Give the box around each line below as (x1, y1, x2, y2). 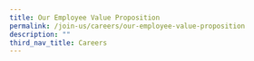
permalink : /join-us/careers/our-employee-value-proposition (9, 22, 246, 30)
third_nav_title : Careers (9, 38, 107, 48)
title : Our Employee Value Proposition (9, 13, 161, 22)
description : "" (9, 30, 71, 39)
